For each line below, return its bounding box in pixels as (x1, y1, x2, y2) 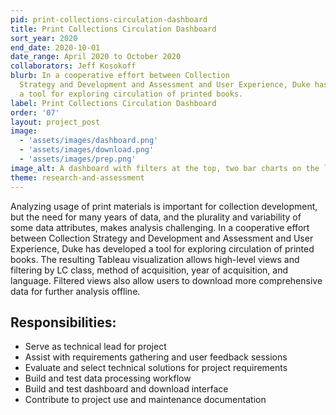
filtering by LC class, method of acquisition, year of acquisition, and (10, 264, 289, 276)
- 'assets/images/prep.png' (19, 154, 137, 164)
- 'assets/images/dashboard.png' (19, 136, 159, 146)
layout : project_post (10, 117, 101, 127)
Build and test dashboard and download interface (24, 383, 229, 395)
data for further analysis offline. (10, 285, 141, 297)
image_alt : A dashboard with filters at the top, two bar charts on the (10, 163, 320, 173)
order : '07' (10, 107, 60, 118)
